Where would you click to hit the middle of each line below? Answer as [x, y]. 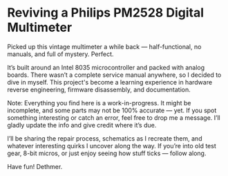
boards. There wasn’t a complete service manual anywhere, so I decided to [114, 75]
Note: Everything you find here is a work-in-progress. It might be [99, 103]
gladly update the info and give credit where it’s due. [82, 125]
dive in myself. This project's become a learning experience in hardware [110, 82]
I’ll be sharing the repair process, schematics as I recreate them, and [105, 138]
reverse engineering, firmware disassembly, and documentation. [99, 89]
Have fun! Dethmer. [35, 166]
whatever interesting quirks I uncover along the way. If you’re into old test [112, 146]
